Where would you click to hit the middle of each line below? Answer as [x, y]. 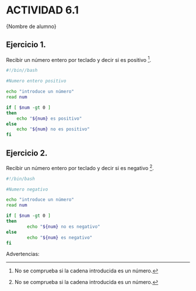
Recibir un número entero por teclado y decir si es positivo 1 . [79, 59]
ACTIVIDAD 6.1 [42, 10]
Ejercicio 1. [26, 45]
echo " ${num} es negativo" [60, 237]
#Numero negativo [27, 189]
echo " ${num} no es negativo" [64, 226]
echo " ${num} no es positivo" [53, 129]
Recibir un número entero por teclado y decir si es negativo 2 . [80, 167]
